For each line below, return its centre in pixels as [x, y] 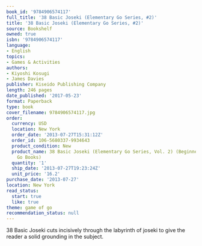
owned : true [21, 34]
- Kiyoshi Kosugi [28, 73]
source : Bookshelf [29, 29]
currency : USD [29, 124]
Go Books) [29, 157]
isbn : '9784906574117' [35, 40]
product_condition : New [41, 146]
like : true [25, 202]
